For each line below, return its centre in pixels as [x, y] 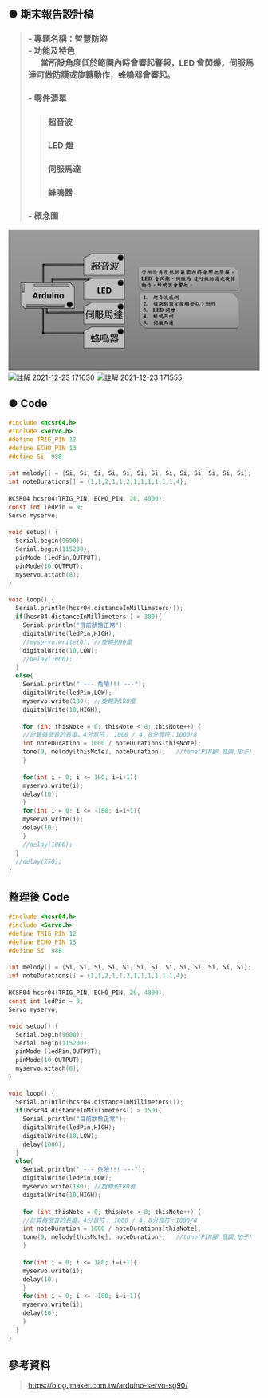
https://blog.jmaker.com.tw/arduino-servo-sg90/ [108, 1385]
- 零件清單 [47, 98]
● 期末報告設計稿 [51, 14]
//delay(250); [39, 861]
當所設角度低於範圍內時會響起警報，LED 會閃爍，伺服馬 [147, 63]
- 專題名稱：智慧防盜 [67, 39]
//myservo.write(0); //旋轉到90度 [78, 642]
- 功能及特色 [51, 51]
